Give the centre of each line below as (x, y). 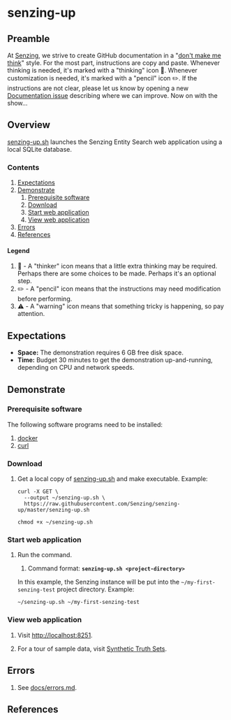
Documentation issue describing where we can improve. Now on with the (112, 95)
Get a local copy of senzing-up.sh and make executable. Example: (112, 479)
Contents (23, 167)
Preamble (29, 39)
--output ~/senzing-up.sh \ (65, 498)
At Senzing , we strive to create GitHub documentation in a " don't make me (114, 55)
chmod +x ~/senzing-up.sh (55, 522)
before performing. (45, 299)
